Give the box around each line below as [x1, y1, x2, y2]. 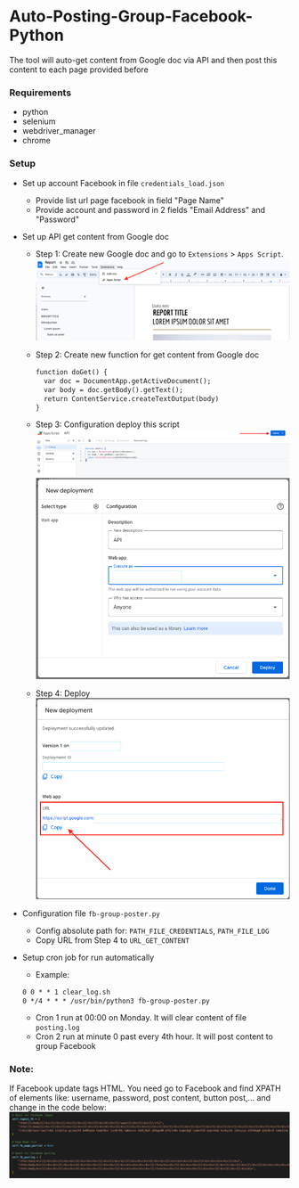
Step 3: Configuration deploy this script [35, 419, 180, 430]
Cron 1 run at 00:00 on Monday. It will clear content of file [35, 1012, 247, 1023]
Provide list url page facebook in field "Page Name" [35, 194, 225, 206]
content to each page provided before [9, 64, 149, 75]
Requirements [9, 86, 72, 99]
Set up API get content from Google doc [21, 231, 169, 242]
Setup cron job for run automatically [21, 952, 155, 963]
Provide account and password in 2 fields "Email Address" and [35, 204, 265, 215]
